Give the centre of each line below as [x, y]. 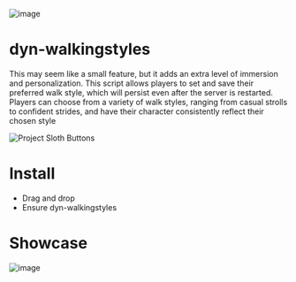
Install [32, 174]
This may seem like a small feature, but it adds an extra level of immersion [144, 73]
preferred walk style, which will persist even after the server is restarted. [141, 92]
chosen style [33, 120]
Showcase [49, 244]
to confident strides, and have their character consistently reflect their [137, 111]
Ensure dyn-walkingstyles [69, 207]
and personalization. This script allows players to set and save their [132, 83]
